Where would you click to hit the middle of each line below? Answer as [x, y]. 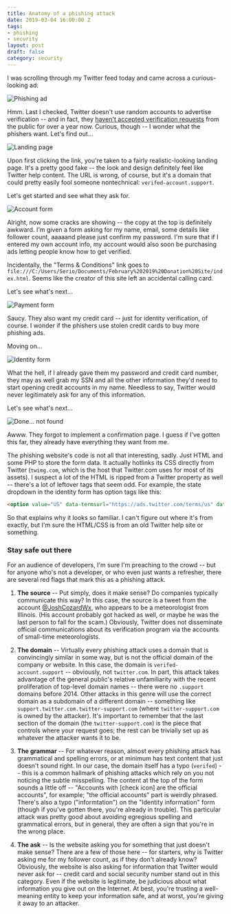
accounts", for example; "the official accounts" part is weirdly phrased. [117, 794]
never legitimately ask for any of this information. [76, 394]
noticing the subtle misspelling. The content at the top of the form [110, 780]
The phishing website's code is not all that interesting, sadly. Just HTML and [115, 455]
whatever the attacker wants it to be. [69, 737]
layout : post [26, 45]
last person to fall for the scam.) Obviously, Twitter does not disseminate [120, 622]
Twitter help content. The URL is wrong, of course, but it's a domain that [109, 175]
